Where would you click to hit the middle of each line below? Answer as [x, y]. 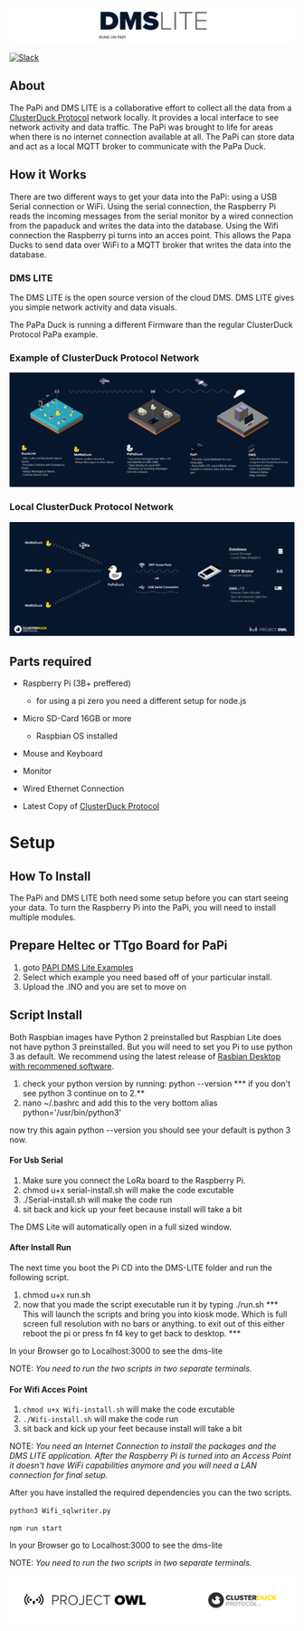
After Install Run [41, 1248]
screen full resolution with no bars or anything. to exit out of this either [153, 1323]
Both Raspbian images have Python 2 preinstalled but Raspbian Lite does [146, 1037]
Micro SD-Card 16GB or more [77, 718]
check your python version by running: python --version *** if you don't [157, 1083]
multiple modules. [43, 917]
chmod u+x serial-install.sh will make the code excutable [128, 1190]
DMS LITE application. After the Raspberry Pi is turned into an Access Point [150, 1456]
